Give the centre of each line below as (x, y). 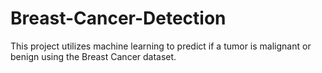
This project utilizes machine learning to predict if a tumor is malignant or (161, 46)
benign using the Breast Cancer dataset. (93, 56)
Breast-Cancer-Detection (118, 18)
